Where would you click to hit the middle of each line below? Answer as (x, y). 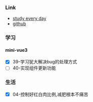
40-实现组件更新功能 (34, 68)
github (19, 24)
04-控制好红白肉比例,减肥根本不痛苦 (50, 94)
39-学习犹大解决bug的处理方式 (45, 62)
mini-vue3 (16, 50)
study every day (29, 19)
